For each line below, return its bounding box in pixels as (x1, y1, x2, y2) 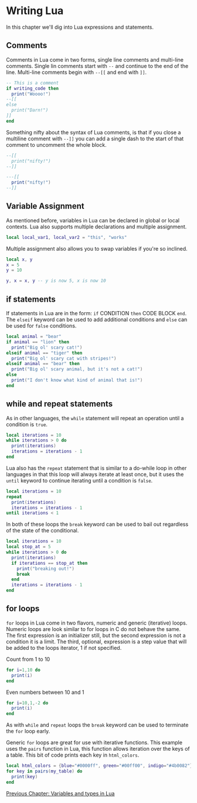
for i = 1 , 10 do (6, 667, 41, 673)
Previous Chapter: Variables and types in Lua (6, 789, 115, 797)
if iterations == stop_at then (11, 560, 88, 566)
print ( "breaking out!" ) (16, 565, 75, 572)
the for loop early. (6, 728, 50, 735)
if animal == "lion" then (6, 339, 69, 345)
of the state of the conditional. (6, 527, 79, 534)
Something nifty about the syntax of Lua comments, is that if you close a (6, 129, 181, 136)
